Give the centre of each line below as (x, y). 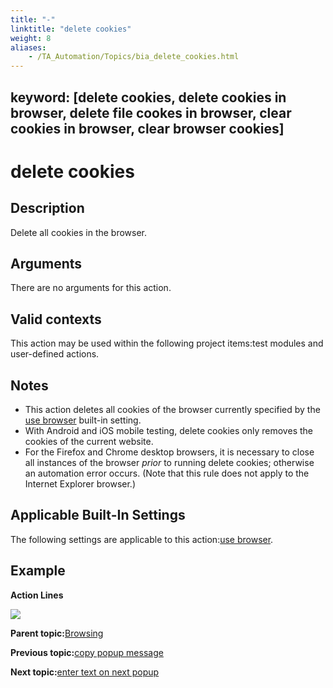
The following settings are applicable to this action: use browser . (142, 539)
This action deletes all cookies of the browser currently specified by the (172, 409)
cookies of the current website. (89, 441)
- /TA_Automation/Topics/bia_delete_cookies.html (134, 57)
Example (38, 571)
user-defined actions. (55, 354)
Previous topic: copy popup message (87, 652)
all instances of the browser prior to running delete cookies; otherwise (169, 462)
